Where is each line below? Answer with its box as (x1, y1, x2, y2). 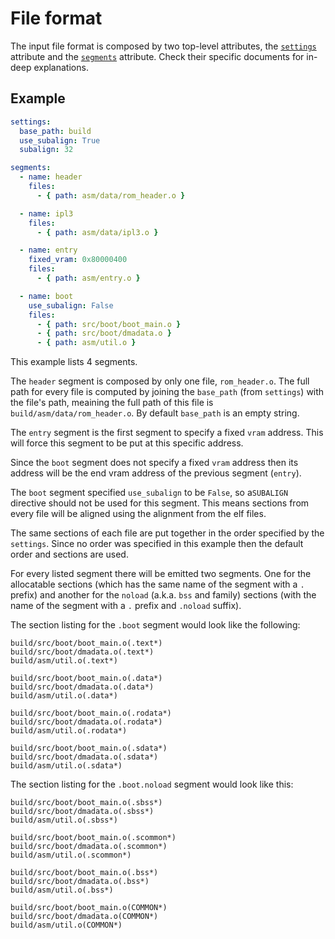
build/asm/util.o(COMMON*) (10, 920, 123, 931)
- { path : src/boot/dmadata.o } (36, 328, 172, 339)
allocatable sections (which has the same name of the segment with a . (10, 578, 305, 591)
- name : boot (19, 291, 74, 301)
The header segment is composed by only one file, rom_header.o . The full (10, 375, 310, 387)
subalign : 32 (19, 145, 74, 155)
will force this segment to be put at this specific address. (10, 437, 244, 449)
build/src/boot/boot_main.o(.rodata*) (10, 708, 172, 719)
